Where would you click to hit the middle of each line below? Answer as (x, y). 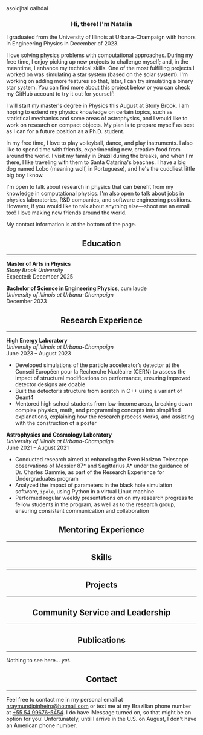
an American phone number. (42, 725)
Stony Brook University (35, 270)
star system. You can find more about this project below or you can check (98, 87)
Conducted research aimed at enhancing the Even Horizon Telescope (101, 459)
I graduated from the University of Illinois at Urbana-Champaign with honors (101, 37)
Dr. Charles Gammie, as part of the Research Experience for (89, 472)
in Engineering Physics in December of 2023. (63, 44)
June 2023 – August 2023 (39, 353)
